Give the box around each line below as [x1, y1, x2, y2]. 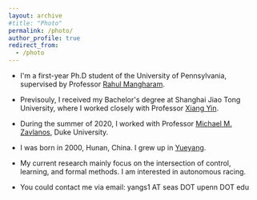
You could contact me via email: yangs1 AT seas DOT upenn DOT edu [19, 182, 250, 192]
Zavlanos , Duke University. [19, 127, 109, 137]
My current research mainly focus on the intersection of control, [19, 158, 231, 168]
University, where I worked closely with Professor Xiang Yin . [19, 103, 219, 113]
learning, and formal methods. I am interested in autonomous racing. [19, 167, 247, 176]
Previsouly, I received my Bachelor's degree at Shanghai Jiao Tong [19, 95, 241, 104]
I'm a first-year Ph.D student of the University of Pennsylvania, [19, 71, 227, 80]
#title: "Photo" [8, 19, 62, 27]
